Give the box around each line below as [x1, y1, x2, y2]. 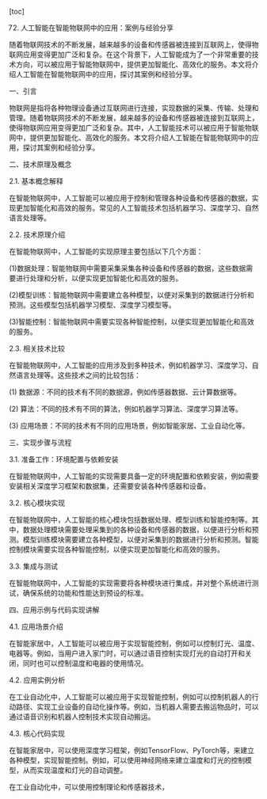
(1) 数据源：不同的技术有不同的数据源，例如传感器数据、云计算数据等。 [9, 387, 241, 397]
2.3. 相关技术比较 [9, 344, 66, 353]
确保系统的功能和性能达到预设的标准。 [22, 588, 148, 597]
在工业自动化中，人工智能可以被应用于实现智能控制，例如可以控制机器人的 [9, 692, 252, 702]
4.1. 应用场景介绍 [9, 622, 64, 631]
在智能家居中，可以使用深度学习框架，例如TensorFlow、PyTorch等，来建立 [9, 746, 254, 755]
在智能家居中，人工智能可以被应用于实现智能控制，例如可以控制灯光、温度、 [9, 639, 259, 648]
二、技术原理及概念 [9, 160, 72, 169]
